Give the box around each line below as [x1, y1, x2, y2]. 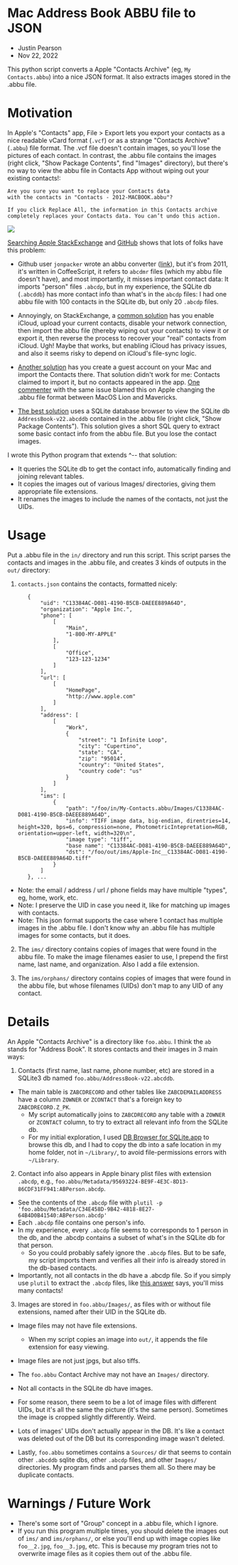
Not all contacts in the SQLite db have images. [17, 1384, 153, 1392]
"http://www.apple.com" [65, 693, 136, 700]
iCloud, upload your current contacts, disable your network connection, [17, 319, 227, 327]
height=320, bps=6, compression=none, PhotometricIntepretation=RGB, [17, 823, 229, 830]
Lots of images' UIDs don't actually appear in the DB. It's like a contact [17, 1426, 225, 1435]
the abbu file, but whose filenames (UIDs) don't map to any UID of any [17, 981, 224, 990]
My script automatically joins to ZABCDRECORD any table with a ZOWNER [28, 1110, 226, 1118]
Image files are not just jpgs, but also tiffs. [17, 1356, 141, 1364]
